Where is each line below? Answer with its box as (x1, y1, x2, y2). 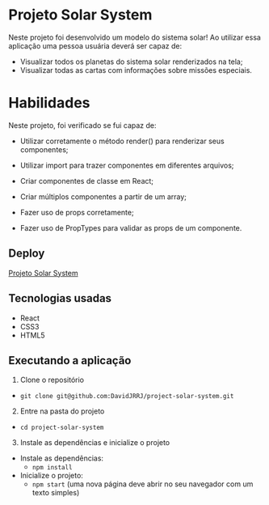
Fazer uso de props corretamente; (19, 207, 135, 217)
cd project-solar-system (19, 423, 104, 432)
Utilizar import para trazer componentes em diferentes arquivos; (19, 160, 234, 170)
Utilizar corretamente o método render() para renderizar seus (19, 136, 225, 146)
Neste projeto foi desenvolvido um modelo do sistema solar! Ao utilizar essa (8, 32, 261, 42)
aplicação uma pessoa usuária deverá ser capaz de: (8, 40, 183, 50)
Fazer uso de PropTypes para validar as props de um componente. (19, 223, 242, 232)
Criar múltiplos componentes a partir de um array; (19, 192, 187, 202)
